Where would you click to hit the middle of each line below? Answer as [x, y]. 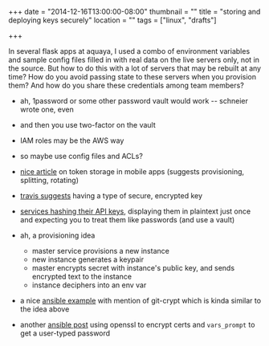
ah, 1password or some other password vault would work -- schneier [134, 101]
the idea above [45, 309]
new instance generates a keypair [88, 259]
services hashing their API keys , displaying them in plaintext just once [135, 211]
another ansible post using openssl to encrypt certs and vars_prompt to [137, 325]
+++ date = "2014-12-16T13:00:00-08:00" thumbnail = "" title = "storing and [134, 12]
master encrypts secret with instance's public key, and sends [133, 268]
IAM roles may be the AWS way [72, 140]
